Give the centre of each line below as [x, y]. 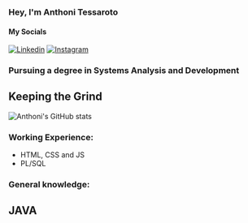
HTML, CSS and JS [52, 155]
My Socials [28, 32]
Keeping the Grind [56, 97]
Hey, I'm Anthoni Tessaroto [63, 12]
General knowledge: [49, 185]
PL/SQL [33, 164]
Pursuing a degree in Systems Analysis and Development [124, 71]
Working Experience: [51, 137]
